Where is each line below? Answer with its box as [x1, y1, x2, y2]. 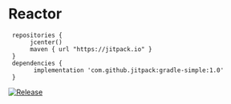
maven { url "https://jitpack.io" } [29, 45, 152, 53]
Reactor [8, 5, 63, 23]
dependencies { [11, 59, 63, 67]
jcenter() [29, 38, 63, 46]
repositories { [11, 31, 63, 39]
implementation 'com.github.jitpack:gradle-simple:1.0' [33, 66, 225, 74]
